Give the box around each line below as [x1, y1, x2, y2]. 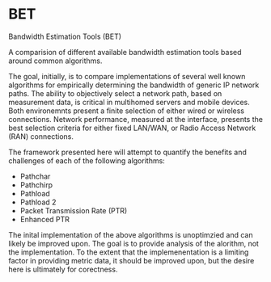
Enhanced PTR [19, 214, 70, 224]
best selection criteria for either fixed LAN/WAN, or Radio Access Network [8, 123, 256, 133]
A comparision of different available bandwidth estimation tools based [8, 47, 242, 57]
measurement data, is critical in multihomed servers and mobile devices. [8, 97, 250, 107]
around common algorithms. [8, 56, 103, 65]
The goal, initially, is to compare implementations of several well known [8, 71, 246, 81]
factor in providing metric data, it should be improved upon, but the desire [8, 255, 255, 265]
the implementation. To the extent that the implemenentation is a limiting [8, 247, 249, 257]
